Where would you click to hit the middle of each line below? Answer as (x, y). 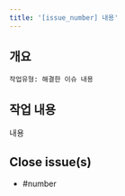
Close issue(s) (50, 162)
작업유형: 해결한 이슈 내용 (51, 79)
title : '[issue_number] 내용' (64, 18)
